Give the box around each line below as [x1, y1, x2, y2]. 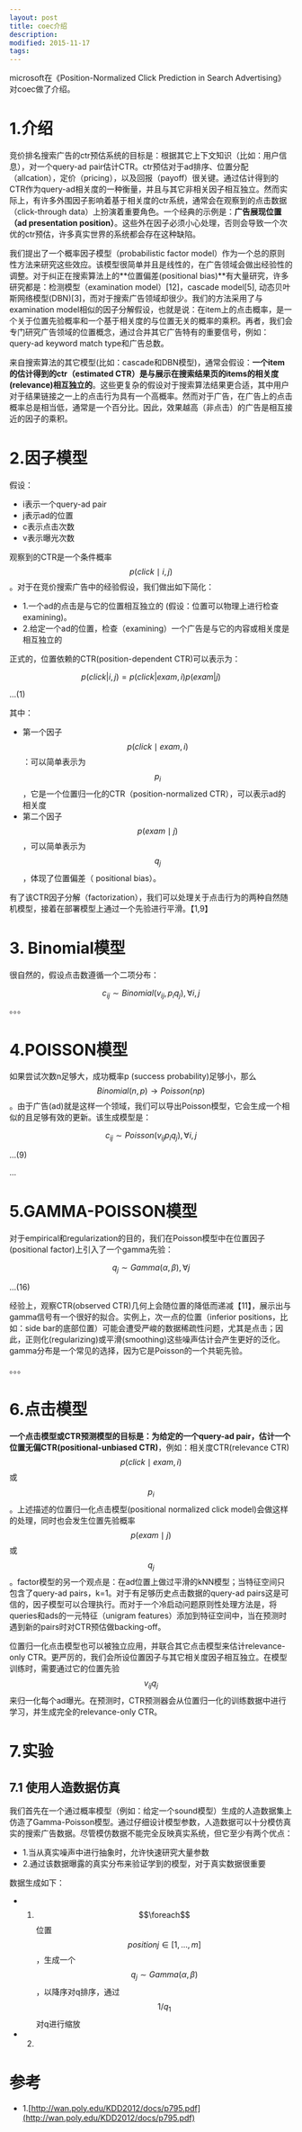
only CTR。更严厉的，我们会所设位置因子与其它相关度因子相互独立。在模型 [9, 1652, 288, 1663]
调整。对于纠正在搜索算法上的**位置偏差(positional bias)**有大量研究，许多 [9, 271, 289, 282]
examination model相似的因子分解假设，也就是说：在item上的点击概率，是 [9, 304, 285, 315]
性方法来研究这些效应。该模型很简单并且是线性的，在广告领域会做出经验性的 [9, 259, 293, 270]
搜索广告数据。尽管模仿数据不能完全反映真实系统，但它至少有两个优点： [24, 1828, 293, 1839]
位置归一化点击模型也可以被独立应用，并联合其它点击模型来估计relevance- [9, 1641, 286, 1651]
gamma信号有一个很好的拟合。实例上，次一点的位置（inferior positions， [9, 1311, 280, 1322]
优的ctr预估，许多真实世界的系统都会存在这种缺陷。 [9, 229, 200, 239]
